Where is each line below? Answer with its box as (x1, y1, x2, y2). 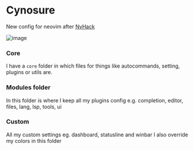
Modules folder (6, 84, 51, 92)
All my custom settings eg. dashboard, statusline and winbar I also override (6, 131, 189, 138)
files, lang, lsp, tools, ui (6, 103, 62, 110)
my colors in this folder (6, 137, 62, 144)
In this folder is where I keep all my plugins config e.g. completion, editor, (6, 96, 183, 104)
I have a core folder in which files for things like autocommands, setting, (6, 62, 180, 69)
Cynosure (6, 4, 55, 17)
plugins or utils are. (6, 69, 53, 76)
